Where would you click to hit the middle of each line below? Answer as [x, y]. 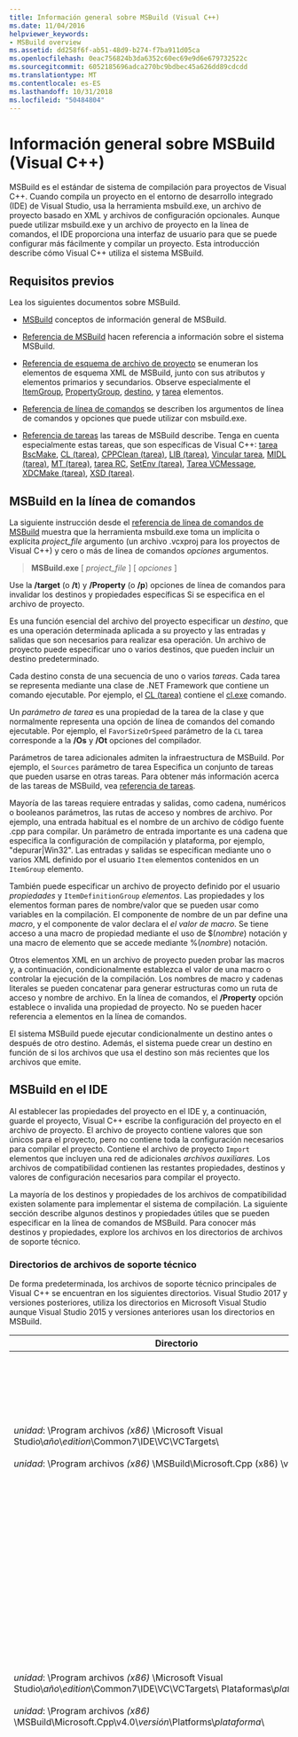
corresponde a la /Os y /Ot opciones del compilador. [106, 740]
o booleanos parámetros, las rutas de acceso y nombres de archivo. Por [141, 812]
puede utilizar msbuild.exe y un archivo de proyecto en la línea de [129, 225]
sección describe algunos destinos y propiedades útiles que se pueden [140, 1213]
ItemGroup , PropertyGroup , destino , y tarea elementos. [123, 392]
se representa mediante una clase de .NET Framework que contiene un [139, 685]
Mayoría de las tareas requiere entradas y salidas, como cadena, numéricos [148, 803]
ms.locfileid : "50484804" [57, 100]
